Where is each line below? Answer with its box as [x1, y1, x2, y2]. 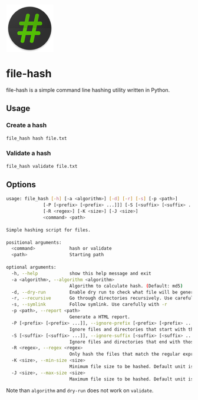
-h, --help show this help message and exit [11, 270, 151, 276]
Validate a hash [6, 149, 51, 157]
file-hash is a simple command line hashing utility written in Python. [6, 86, 170, 93]
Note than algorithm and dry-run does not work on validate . [6, 386, 154, 394]
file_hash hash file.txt [6, 135, 67, 141]
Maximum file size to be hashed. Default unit [69, 376, 186, 382]
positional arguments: [6, 239, 62, 246]
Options [6, 180, 37, 190]
